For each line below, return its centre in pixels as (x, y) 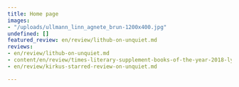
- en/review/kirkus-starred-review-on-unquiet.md (83, 66)
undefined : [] (28, 34)
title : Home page (33, 14)
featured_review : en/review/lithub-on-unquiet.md (83, 40)
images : (19, 21)
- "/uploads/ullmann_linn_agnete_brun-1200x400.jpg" (87, 27)
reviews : (20, 47)
